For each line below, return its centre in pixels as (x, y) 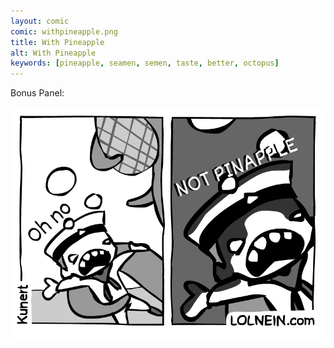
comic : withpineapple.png (64, 31)
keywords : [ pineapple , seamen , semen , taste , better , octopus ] (145, 63)
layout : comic (40, 21)
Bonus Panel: (37, 93)
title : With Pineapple (57, 42)
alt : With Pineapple (53, 53)
